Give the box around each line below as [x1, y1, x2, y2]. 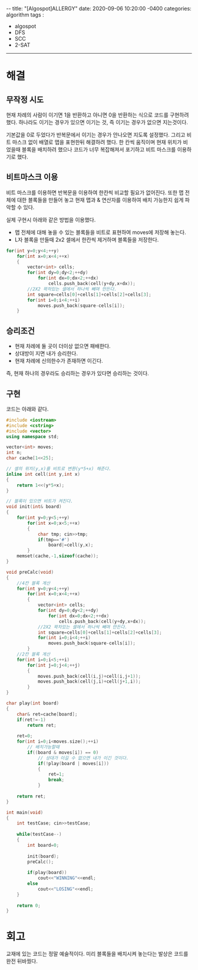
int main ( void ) [6, 809, 44, 815]
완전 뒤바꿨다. [6, 958, 38, 965]
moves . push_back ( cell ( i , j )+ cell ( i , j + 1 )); [37, 673, 141, 679]
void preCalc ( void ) [6, 569, 54, 575]
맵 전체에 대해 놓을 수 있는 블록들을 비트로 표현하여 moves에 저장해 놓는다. [14, 229, 187, 236]
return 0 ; [16, 902, 41, 909]
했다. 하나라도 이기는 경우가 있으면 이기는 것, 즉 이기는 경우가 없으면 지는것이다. [6, 119, 189, 125]
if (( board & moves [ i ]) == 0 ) [27, 749, 99, 756]
